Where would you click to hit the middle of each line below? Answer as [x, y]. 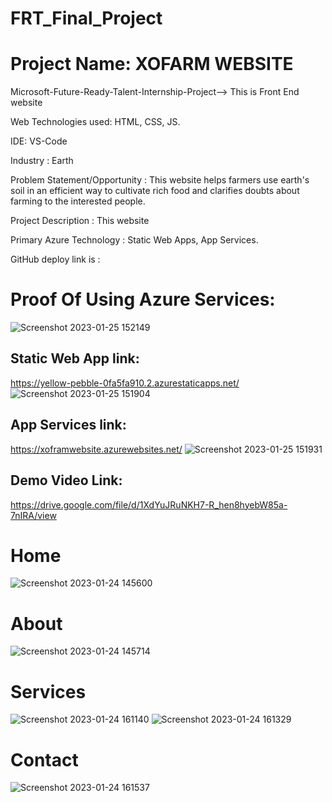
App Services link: [68, 425]
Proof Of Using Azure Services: [143, 299]
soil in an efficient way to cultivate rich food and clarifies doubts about [155, 191]
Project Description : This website [80, 221]
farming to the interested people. [78, 201]
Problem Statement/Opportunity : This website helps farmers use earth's [160, 180]
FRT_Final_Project [86, 18]
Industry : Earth [42, 161]
